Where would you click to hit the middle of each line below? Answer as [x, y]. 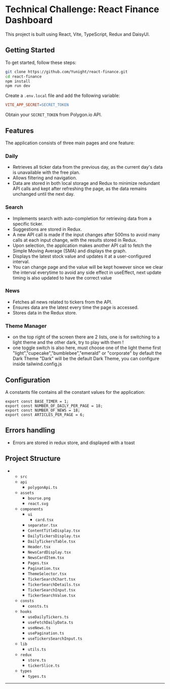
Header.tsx [39, 547]
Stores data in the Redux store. [45, 312]
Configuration [28, 380]
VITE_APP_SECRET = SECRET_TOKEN [37, 105]
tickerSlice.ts [44, 666]
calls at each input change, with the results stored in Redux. [75, 240]
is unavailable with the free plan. [46, 173]
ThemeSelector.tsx [47, 574]
